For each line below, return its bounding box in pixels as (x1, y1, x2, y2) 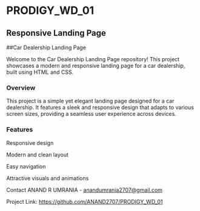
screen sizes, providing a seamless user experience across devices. (6, 110, 177, 118)
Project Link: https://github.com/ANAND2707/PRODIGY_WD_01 (6, 198, 163, 205)
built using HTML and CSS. (6, 69, 74, 76)
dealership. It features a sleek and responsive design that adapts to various (6, 104, 194, 111)
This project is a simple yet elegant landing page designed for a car (6, 98, 175, 105)
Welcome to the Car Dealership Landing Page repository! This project (6, 56, 180, 62)
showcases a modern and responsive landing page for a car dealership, (6, 62, 185, 69)
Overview (6, 83, 36, 92)
